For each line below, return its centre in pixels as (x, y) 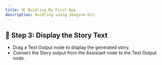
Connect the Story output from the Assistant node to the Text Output (85, 53)
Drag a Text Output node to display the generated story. (71, 47)
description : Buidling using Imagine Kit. (51, 15)
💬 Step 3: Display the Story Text (57, 35)
